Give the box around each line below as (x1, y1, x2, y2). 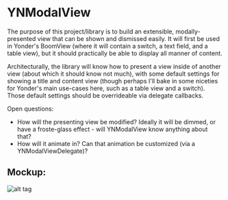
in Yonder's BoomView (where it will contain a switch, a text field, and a (7, 42, 208, 50)
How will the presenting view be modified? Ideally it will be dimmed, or (16, 117, 216, 126)
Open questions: (7, 104, 54, 113)
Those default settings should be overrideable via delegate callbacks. (7, 91, 204, 100)
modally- (175, 27, 201, 35)
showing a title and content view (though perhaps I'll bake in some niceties (7, 76, 218, 85)
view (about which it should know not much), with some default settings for (7, 70, 220, 78)
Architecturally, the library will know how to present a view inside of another (7, 62, 221, 70)
